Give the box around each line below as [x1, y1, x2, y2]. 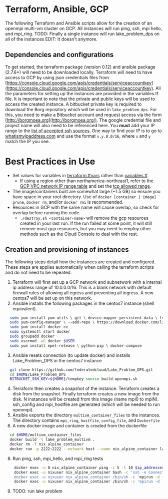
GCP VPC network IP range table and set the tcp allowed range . [19, 183, 151, 189]
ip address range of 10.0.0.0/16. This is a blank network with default [12, 284, 151, 290]
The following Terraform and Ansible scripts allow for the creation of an [5, 20, 152, 26]
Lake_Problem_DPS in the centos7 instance [12, 357, 102, 363]
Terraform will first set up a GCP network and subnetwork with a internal [12, 279, 162, 285]
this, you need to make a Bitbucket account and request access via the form [5, 112, 162, 118]
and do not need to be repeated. [5, 269, 72, 275]
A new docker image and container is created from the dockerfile [12, 423, 147, 429]
